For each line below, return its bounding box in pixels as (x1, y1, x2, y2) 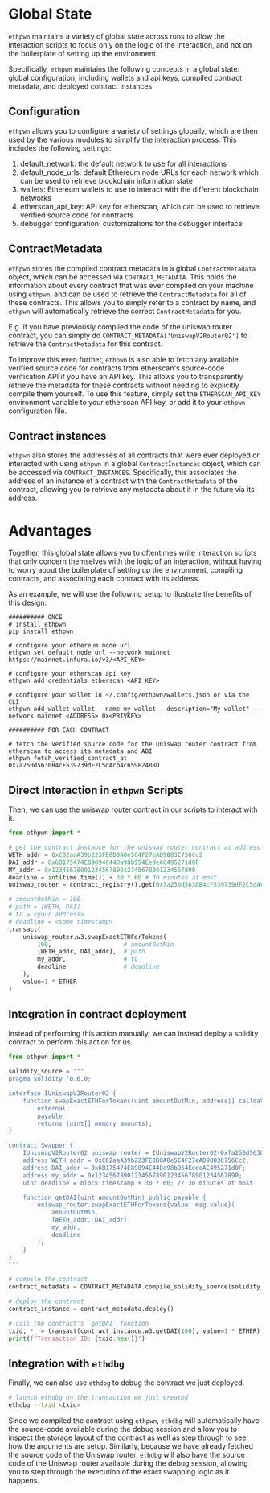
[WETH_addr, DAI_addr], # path (37, 948, 146, 956)
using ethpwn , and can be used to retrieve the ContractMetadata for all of (8, 289, 247, 299)
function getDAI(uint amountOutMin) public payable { (22, 1193, 207, 1201)
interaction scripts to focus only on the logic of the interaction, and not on (8, 39, 252, 49)
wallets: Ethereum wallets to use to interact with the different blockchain (19, 184, 259, 194)
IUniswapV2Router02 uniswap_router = (22, 1149, 149, 1157)
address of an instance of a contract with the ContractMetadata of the (8, 476, 239, 486)
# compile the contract (8, 1276, 88, 1284)
